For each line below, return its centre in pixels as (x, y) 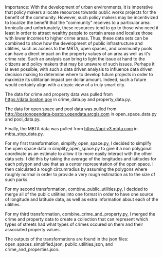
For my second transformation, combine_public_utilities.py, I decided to (77, 189)
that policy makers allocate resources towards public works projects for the (81, 12)
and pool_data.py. (23, 119)
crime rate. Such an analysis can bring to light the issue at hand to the (75, 59)
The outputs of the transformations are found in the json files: (67, 239)
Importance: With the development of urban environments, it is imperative (79, 7)
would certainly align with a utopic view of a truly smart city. (65, 85)
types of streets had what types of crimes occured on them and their (74, 224)
